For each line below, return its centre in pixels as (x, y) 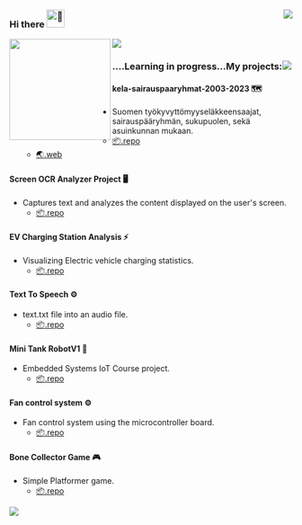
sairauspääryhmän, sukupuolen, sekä (181, 121)
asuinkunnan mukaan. (153, 131)
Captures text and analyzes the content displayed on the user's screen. (155, 202)
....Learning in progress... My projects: (197, 67)
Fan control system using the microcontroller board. (118, 423)
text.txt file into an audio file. (75, 315)
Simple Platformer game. (68, 480)
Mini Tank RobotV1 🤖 (49, 348)
